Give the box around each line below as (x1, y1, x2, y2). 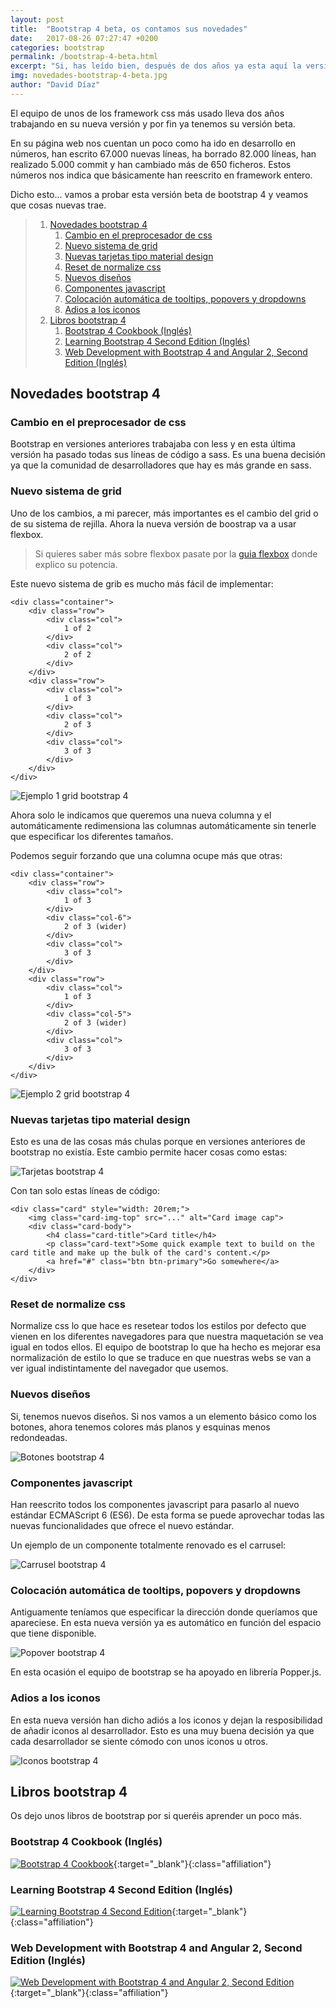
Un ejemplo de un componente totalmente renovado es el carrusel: (10, 1539, 287, 1551)
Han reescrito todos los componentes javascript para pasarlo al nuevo (10, 1498, 300, 1510)
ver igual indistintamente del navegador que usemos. (10, 1362, 229, 1375)
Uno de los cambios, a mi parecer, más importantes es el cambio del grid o (10, 507, 319, 519)
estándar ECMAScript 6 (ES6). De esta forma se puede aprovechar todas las (10, 1509, 325, 1521)
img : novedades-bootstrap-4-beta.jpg (10, 71, 168, 81)
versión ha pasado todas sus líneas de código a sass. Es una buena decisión (10, 449, 326, 461)
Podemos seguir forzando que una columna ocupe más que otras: (10, 849, 283, 861)
